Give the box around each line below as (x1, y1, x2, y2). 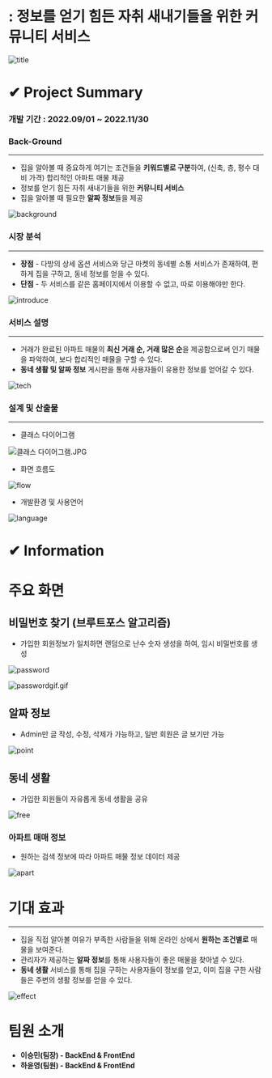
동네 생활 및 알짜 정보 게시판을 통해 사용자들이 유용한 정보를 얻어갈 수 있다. (19, 364, 254, 374)
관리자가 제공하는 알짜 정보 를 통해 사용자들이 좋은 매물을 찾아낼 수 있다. (19, 955, 244, 965)
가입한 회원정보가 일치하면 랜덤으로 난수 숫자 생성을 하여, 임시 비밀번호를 (19, 639, 249, 648)
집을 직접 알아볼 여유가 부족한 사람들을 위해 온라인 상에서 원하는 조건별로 (19, 935, 249, 944)
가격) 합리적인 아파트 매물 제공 (28, 173, 125, 183)
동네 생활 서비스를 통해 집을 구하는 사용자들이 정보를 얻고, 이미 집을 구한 (19, 965, 247, 975)
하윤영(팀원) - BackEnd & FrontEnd (19, 1061, 135, 1071)
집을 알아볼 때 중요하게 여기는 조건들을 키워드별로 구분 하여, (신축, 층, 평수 (19, 163, 252, 172)
